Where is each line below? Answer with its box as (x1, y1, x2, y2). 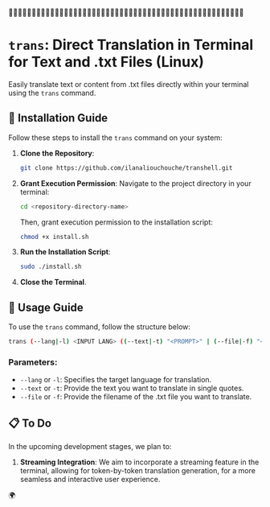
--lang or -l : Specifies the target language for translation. (19, 375, 212, 385)
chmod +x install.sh (19, 233, 89, 241)
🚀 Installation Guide (8, 111, 108, 125)
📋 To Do (8, 416, 52, 430)
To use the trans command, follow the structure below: (8, 322, 191, 332)
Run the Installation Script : (19, 247, 111, 257)
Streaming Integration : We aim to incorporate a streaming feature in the (19, 457, 260, 467)
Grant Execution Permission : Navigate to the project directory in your (19, 178, 252, 188)
